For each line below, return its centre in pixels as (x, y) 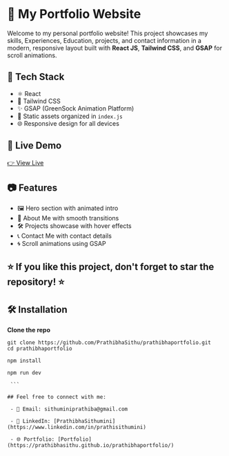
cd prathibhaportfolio (40, 348)
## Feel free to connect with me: (57, 397)
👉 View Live (26, 162)
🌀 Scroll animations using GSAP (61, 244)
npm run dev (24, 372)
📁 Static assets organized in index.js (70, 116)
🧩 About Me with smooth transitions (68, 218)
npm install (24, 361)
